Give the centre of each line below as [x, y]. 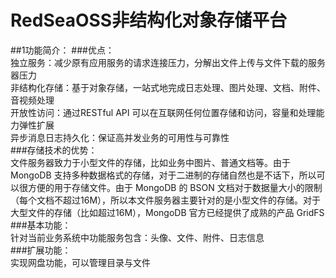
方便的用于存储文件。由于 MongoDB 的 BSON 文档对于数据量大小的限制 [175, 187]
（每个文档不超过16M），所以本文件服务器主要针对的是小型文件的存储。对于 [166, 200]
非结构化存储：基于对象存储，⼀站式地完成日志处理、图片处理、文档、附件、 [168, 87]
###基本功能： [41, 225]
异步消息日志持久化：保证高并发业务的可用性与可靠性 [120, 137]
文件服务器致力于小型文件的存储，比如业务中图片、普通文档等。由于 [150, 162]
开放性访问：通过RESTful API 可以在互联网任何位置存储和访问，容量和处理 [163, 112]
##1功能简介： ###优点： [62, 50]
